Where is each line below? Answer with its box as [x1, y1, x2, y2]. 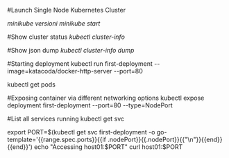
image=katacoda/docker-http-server [7, 67, 112, 75]
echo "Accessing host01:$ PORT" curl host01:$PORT [33, 143, 183, 151]
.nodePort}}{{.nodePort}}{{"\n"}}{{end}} [107, 135, 223, 143]
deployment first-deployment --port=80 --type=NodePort [7, 101, 173, 109]
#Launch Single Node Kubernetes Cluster [7, 6, 126, 14]
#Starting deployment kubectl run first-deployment [7, 60, 153, 68]
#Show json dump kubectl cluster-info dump [7, 46, 135, 54]
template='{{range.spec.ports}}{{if [7, 135, 106, 143]
